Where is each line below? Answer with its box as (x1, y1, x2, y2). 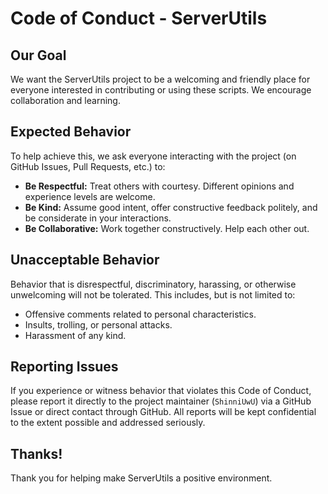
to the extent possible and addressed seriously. (10, 417, 206, 429)
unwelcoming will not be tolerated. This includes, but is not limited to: (10, 288, 296, 301)
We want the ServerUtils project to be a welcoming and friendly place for (10, 73, 311, 85)
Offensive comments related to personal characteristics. (24, 308, 257, 320)
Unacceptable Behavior (10, 252, 160, 269)
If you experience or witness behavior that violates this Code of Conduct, (10, 385, 312, 397)
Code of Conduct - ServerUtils (10, 7, 268, 30)
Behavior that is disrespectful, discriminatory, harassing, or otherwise (10, 278, 297, 290)
